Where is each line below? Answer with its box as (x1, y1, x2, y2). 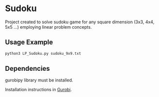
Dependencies (5, 65, 50, 73)
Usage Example (5, 38, 53, 47)
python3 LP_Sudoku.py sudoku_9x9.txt (5, 51, 81, 56)
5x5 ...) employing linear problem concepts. (5, 24, 92, 30)
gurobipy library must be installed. (5, 77, 74, 83)
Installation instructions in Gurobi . (5, 87, 72, 93)
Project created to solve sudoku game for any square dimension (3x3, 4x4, (5, 19, 155, 25)
